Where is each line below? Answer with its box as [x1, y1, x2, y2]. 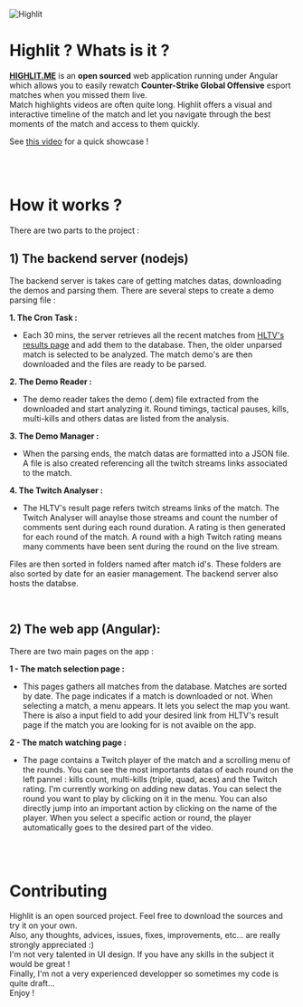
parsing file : [9, 295, 56, 305]
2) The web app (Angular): [9, 622, 161, 637]
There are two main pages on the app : [9, 645, 154, 656]
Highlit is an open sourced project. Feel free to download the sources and [9, 911, 283, 922]
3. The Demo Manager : [9, 431, 99, 441]
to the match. [22, 467, 72, 478]
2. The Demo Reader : [9, 376, 92, 387]
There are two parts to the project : [9, 225, 140, 236]
